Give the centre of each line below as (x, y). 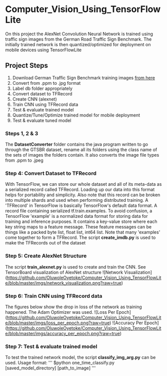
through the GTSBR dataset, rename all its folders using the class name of (81, 150)
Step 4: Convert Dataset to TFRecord (51, 173)
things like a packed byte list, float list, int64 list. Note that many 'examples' (83, 232)
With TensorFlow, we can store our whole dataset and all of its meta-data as (83, 184)
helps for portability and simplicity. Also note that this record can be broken (83, 195)
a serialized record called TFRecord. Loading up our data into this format (80, 190)
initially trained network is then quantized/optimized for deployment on (78, 44)
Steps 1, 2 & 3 (22, 133)
